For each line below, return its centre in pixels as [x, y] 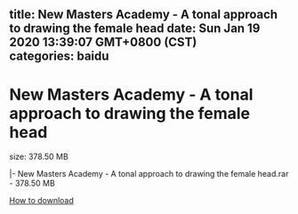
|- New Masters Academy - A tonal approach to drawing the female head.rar [149, 174]
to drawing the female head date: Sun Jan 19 [135, 29]
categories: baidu [59, 56]
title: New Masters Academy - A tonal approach [144, 15]
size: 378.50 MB [39, 157]
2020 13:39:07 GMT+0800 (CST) [103, 42]
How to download [41, 201]
